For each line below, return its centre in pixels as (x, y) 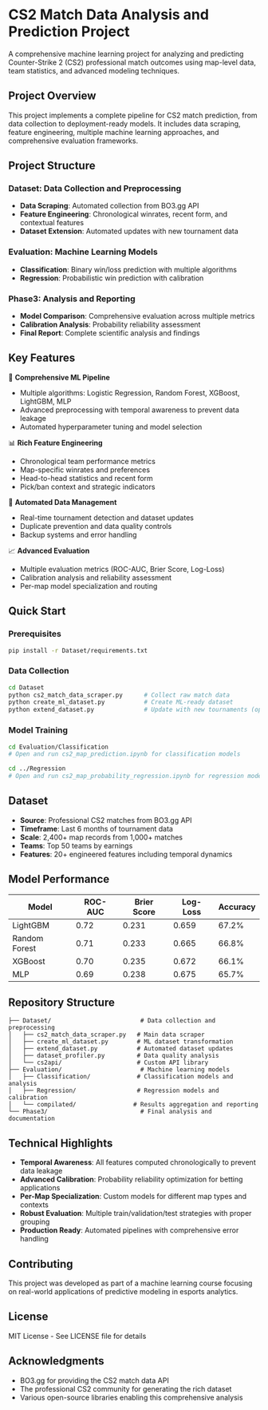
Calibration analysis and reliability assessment (96, 578)
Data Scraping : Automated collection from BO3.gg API (109, 206)
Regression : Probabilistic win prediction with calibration (112, 278)
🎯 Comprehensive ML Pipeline (59, 377)
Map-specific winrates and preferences (85, 470)
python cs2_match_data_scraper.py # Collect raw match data (119, 695)
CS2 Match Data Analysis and (109, 15)
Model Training (38, 730)
